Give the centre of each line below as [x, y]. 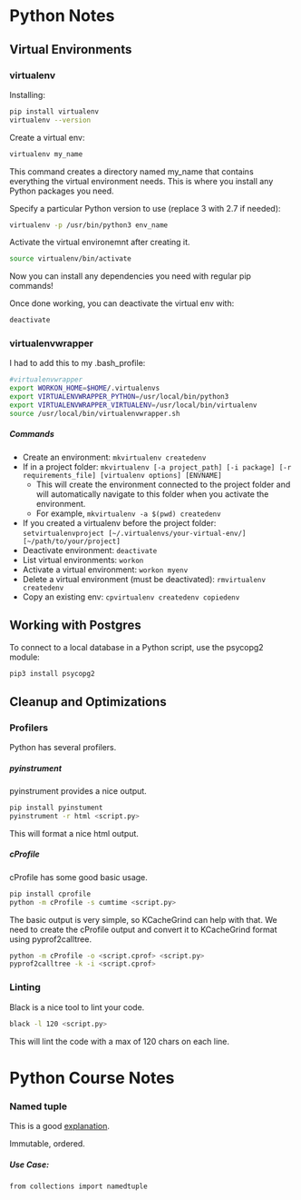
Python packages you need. [62, 191]
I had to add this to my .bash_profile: [78, 363]
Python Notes [62, 16]
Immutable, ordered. [48, 1143]
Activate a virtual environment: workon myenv [105, 570]
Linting [25, 987]
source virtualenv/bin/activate [70, 259]
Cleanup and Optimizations [88, 702]
